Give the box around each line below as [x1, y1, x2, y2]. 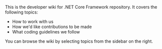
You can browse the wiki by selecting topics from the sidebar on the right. [5, 38, 153, 44]
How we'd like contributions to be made [12, 24, 92, 30]
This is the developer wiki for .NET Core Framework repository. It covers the [5, 4, 157, 10]
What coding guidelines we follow [12, 29, 80, 34]
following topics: [5, 9, 38, 15]
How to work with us [12, 19, 54, 24]
